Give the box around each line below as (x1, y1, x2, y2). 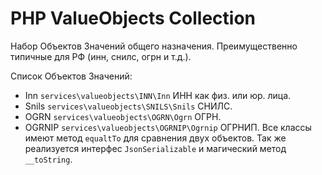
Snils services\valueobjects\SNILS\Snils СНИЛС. (24, 100, 233, 112)
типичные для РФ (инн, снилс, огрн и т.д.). (10, 50, 192, 62)
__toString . (24, 153, 73, 165)
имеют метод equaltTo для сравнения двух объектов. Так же (24, 132, 287, 144)
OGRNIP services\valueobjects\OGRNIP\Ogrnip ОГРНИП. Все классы (24, 121, 312, 133)
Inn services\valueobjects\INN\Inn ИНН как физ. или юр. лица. (24, 89, 292, 101)
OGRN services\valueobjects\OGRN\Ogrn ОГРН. (24, 110, 222, 122)
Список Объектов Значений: (10, 70, 133, 82)
